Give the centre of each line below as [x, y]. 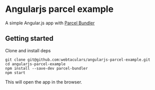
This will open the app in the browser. [44, 82]
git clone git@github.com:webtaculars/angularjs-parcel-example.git [78, 60]
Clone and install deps [28, 50]
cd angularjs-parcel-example [35, 64]
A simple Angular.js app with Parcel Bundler [50, 23]
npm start [15, 73]
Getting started [29, 39]
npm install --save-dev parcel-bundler [47, 68]
